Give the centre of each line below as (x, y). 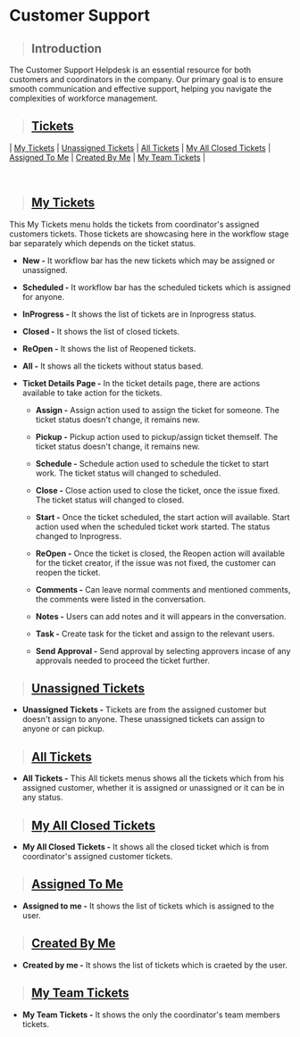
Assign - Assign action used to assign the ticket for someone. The (157, 410)
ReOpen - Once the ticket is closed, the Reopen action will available (160, 553)
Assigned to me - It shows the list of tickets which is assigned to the (148, 906)
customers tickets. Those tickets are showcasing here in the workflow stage (149, 234)
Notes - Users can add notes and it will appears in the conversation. (161, 616)
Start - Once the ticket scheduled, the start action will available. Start (162, 517)
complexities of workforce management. (83, 98)
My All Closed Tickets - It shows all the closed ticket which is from (146, 847)
